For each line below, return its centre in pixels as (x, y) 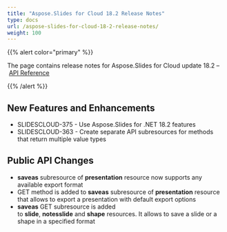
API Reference (29, 73)
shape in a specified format (56, 221)
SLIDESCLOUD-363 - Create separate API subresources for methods (115, 132)
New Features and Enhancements (81, 108)
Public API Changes (51, 161)
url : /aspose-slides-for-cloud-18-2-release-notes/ (83, 26)
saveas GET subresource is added (66, 207)
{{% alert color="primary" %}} (50, 52)
